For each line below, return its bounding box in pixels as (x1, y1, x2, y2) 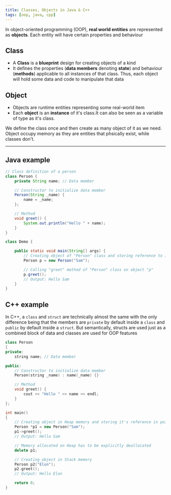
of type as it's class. (12, 115, 55, 121)
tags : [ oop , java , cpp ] (5, 12, 56, 17)
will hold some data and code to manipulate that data (12, 76, 124, 82)
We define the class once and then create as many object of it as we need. (5, 125, 162, 132)
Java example (5, 155, 50, 164)
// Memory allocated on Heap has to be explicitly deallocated (14, 443, 152, 448)
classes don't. (5, 136, 35, 142)
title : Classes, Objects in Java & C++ (5, 7, 90, 13)
